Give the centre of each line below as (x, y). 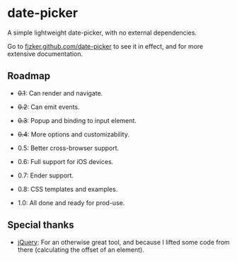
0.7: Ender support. (46, 175)
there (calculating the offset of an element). (81, 250)
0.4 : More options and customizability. (73, 134)
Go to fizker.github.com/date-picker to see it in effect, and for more (105, 46)
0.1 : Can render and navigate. (60, 93)
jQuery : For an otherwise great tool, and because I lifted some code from (123, 242)
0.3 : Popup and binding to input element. (77, 120)
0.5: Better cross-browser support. (68, 148)
